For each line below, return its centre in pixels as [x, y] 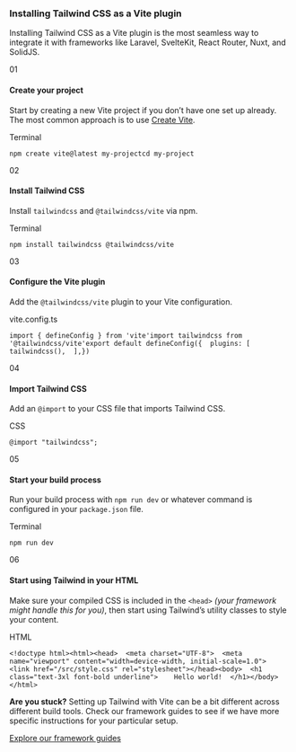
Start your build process [55, 480]
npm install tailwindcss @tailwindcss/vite [92, 244]
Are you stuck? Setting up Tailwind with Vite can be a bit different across [144, 701]
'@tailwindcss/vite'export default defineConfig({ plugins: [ [130, 343]
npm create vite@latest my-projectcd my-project [102, 154]
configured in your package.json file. [76, 509]
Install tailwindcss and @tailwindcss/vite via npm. [104, 210]
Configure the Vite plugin [57, 282]
